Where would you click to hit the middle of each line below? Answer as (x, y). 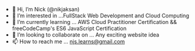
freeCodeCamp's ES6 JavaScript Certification (69, 28)
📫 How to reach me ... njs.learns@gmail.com (68, 41)
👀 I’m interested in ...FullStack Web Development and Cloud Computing (101, 16)
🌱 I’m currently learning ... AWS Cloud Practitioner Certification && (94, 22)
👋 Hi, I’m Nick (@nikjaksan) (46, 9)
